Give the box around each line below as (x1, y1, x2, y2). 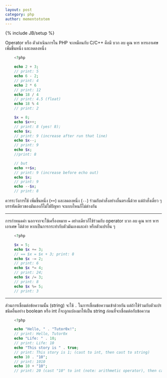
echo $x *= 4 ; (14, 266, 43, 271)
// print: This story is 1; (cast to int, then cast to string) (14, 350, 150, 355)
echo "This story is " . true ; (14, 345, 79, 350)
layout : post (5, 7, 32, 12)
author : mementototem (5, 16, 50, 21)
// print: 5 (14, 69, 39, 74)
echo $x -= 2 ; (14, 256, 43, 261)
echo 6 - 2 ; (14, 74, 39, 79)
